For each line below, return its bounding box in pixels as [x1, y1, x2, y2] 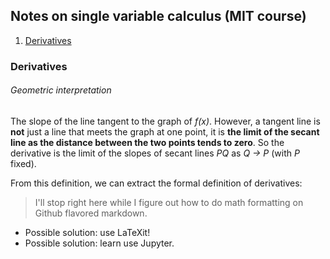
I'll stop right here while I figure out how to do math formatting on [34, 196, 304, 208]
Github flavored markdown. [34, 207, 148, 219]
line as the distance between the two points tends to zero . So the [10, 136, 285, 148]
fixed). [10, 157, 37, 169]
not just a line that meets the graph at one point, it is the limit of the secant [10, 125, 320, 138]
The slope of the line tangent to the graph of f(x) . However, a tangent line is [10, 115, 321, 127]
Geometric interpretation [10, 84, 112, 96]
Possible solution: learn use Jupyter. [24, 237, 175, 249]
